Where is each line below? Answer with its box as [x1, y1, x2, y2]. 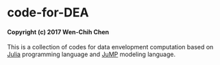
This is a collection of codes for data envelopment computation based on [7, 43, 214, 51]
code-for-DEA [7, 5, 89, 21]
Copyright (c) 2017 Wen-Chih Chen [7, 27, 110, 36]
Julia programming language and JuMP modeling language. [7, 50, 176, 59]
